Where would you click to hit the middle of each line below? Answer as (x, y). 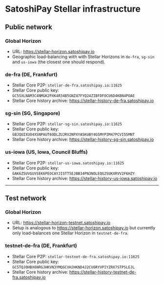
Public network (29, 27)
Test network (26, 198)
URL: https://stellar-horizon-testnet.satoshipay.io (61, 223)
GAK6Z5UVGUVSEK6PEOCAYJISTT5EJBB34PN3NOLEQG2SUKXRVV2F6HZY (73, 173)
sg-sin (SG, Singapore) (33, 113)
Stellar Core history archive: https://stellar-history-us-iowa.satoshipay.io (85, 178)
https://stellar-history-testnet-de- (103, 272)
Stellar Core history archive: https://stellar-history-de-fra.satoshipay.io (83, 101)
